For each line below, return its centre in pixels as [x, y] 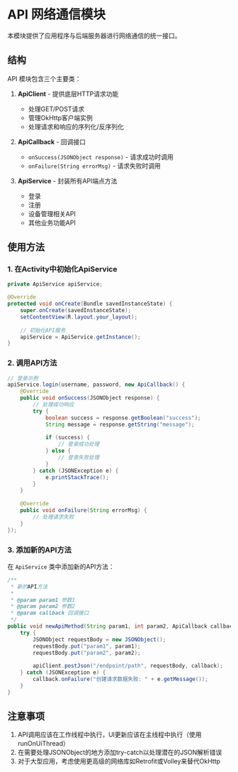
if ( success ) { [68, 438]
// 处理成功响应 [53, 405]
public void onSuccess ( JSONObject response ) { [90, 398]
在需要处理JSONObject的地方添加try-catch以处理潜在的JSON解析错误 [120, 752]
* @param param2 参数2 [43, 606]
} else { [58, 451]
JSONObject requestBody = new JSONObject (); [100, 639]
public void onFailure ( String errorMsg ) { [84, 510]
